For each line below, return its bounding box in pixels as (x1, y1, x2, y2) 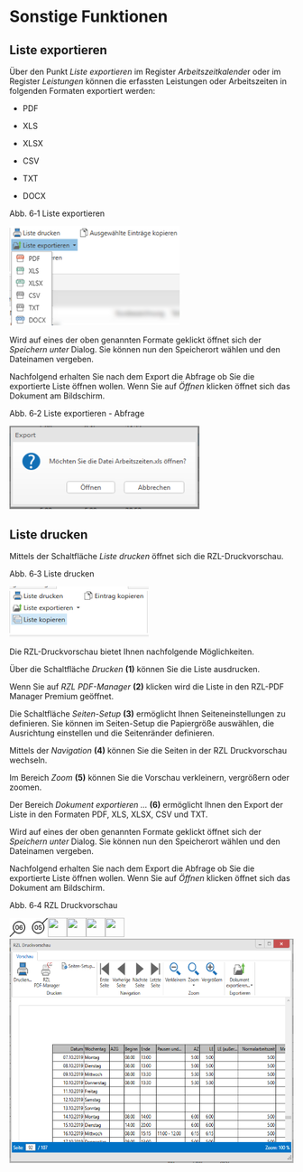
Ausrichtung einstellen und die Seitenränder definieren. (9, 727, 215, 738)
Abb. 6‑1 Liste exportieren (9, 208, 106, 219)
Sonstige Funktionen (9, 6, 169, 27)
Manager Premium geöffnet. (9, 690, 115, 701)
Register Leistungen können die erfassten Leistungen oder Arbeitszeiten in (9, 76, 287, 87)
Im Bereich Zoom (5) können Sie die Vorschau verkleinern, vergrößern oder (9, 772, 290, 783)
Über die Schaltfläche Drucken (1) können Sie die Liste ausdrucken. (9, 663, 260, 674)
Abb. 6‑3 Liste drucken (9, 568, 95, 579)
